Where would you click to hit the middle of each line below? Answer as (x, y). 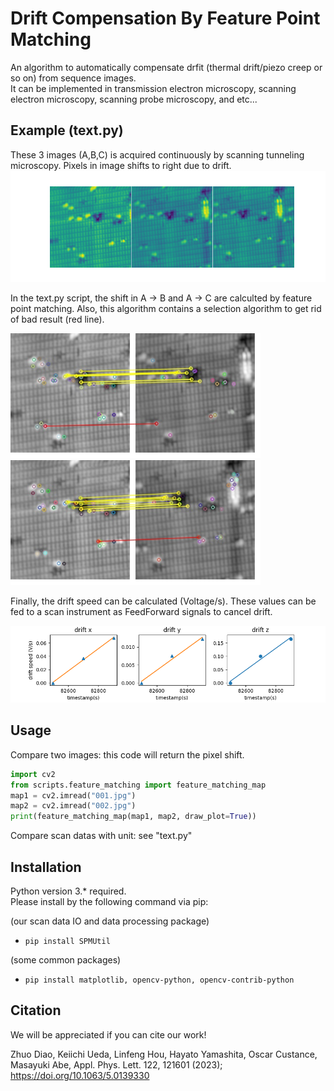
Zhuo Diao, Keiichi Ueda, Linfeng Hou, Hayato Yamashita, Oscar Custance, (164, 1054)
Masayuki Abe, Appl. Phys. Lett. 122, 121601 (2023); (116, 1064)
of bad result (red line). (57, 319)
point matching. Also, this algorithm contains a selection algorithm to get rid (166, 308)
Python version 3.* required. (68, 891)
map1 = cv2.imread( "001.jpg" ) (73, 795)
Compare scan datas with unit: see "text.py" (101, 836)
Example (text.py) (67, 130)
